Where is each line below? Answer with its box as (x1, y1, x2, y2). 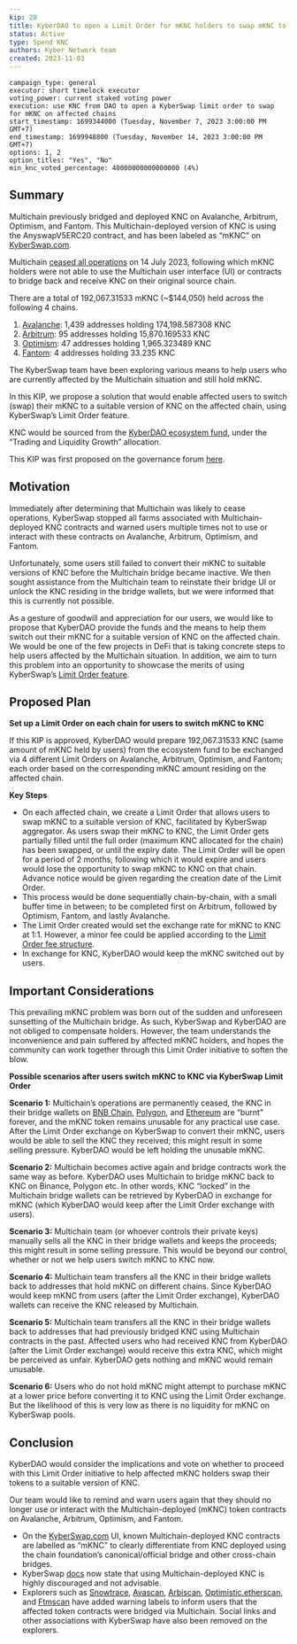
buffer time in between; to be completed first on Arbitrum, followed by (21, 901, 278, 912)
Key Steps (9, 790, 48, 801)
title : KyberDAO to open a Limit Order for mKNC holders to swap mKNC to (9, 21, 287, 30)
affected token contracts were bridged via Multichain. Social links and (21, 1606, 277, 1617)
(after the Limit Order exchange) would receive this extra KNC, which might (9, 1345, 283, 1356)
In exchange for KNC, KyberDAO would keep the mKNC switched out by (21, 949, 285, 959)
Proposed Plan (9, 694, 91, 710)
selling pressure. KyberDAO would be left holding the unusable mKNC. (9, 1144, 265, 1156)
